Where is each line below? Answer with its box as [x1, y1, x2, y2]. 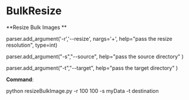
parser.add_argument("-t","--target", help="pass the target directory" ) [6, 64, 178, 72]
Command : [6, 76, 34, 83]
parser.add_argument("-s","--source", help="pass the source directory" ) [6, 53, 184, 60]
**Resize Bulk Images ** [6, 24, 67, 31]
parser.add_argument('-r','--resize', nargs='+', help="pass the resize [6, 35, 172, 42]
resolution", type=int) [6, 41, 58, 49]
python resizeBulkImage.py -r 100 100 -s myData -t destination [6, 87, 159, 94]
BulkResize [6, 4, 62, 18]
